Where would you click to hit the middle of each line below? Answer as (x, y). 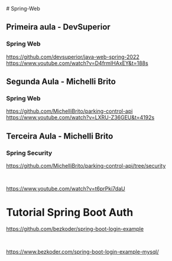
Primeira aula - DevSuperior (58, 27)
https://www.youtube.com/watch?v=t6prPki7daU (66, 189)
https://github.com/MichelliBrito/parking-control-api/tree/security (86, 166)
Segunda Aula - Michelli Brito (61, 82)
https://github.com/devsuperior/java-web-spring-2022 (73, 57)
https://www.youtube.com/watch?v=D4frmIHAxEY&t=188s (77, 63)
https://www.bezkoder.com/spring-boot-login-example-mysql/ (82, 252)
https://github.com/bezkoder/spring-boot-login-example (75, 229)
